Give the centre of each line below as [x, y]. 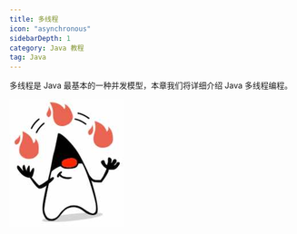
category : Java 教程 [47, 48]
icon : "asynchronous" [50, 29]
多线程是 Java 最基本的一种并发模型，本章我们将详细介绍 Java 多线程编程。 [151, 85]
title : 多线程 [34, 19]
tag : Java [28, 58]
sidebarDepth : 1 [40, 38]
